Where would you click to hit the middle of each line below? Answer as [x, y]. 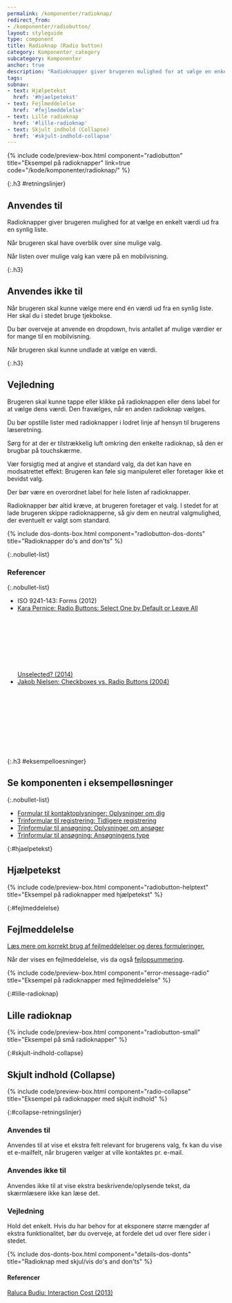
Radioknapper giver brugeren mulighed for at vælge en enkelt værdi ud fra [113, 222]
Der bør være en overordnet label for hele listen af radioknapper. [99, 492]
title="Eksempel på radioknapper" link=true [69, 163]
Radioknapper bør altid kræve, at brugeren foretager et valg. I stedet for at [113, 505]
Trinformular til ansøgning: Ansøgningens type [83, 835]
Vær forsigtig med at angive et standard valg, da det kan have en [99, 464]
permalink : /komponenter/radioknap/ [60, 14]
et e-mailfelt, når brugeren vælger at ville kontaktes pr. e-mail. [96, 1153]
